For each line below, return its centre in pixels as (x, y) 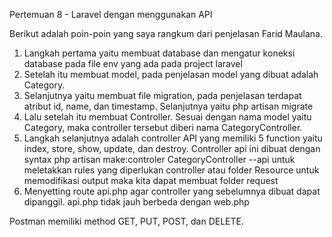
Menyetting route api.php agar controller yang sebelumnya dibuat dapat (172, 191)
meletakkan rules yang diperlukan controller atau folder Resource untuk (171, 170)
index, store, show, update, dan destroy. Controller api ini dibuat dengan (172, 148)
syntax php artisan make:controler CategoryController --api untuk (159, 159)
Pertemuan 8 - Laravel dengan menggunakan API (111, 14)
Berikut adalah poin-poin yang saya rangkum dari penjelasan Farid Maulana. (166, 33)
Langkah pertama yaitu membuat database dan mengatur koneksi (159, 53)
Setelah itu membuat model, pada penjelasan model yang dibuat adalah (171, 74)
